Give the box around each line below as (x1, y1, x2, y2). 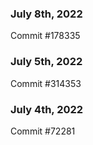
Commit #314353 (10, 77, 82, 89)
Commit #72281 (10, 125, 76, 137)
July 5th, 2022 (10, 55, 83, 69)
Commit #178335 (10, 30, 81, 42)
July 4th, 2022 (10, 102, 84, 116)
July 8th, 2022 (10, 7, 83, 21)
